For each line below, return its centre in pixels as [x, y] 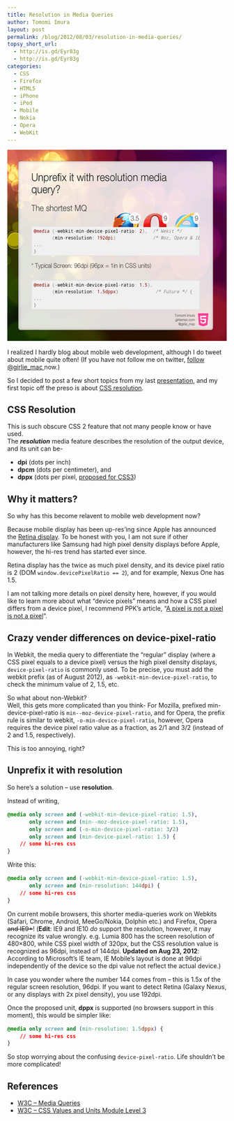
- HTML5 [25, 88]
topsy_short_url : [32, 44]
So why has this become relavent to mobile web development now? [104, 516]
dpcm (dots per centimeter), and [64, 470]
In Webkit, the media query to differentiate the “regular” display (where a [111, 655]
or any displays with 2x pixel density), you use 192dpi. [85, 994]
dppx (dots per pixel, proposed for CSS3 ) [77, 477]
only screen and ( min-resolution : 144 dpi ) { [94, 886]
